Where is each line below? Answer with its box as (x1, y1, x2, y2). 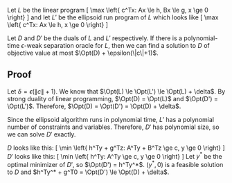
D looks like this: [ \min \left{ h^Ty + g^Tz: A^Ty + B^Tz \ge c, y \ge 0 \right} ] (7, 143, 225, 152)
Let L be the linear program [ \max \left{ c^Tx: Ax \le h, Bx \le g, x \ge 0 (7, 6, 209, 14)
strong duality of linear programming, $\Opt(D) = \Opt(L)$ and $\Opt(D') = (7, 94, 218, 103)
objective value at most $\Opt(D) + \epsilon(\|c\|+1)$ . (7, 49, 159, 57)
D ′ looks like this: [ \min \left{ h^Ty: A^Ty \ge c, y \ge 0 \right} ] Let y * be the (7, 150, 223, 160)
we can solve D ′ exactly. (7, 130, 76, 138)
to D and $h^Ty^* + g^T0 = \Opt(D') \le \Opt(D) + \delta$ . (7, 168, 170, 176)
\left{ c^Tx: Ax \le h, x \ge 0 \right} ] (7, 21, 109, 28)
